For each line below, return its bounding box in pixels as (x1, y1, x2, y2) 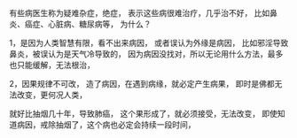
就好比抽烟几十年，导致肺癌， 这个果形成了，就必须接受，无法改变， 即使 (9, 109, 277, 119)
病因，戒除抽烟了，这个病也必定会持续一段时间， (16, 119, 196, 130)
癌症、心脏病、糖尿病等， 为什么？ (24, 19, 152, 29)
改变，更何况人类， (16, 89, 87, 100)
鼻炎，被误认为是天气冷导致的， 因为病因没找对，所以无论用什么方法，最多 (9, 49, 284, 59)
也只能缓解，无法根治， (9, 60, 95, 70)
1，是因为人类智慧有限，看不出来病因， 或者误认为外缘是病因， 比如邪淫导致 (9, 38, 289, 48)
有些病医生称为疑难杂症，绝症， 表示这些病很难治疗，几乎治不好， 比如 (9, 8, 270, 18)
